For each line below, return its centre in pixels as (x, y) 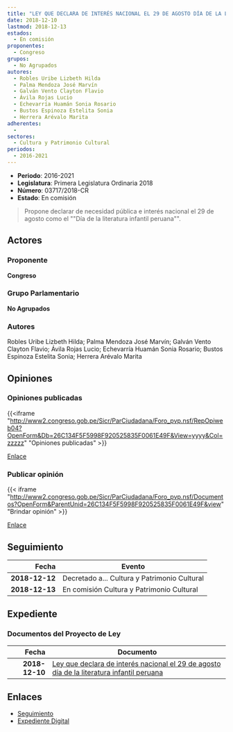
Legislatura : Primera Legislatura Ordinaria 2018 (85, 183)
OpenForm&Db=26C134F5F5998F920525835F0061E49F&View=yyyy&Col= (115, 435)
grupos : (18, 59)
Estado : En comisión (46, 197)
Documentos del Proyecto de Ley (64, 634)
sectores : (21, 136)
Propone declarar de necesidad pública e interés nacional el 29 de (119, 211)
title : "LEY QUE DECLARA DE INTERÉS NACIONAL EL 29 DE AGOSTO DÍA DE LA (114, 14)
